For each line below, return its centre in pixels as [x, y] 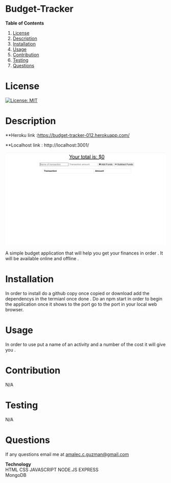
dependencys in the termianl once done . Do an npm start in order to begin [84, 299]
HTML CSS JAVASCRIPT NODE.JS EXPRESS [52, 469]
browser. [15, 310]
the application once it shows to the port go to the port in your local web [81, 304]
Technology [18, 464]
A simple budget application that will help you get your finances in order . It [84, 253]
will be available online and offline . [42, 259]
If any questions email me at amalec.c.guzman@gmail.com [67, 454]
